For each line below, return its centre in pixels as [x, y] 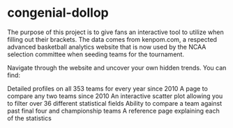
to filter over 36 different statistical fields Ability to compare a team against [114, 103]
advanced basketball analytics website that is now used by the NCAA [107, 47]
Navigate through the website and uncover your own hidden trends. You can [117, 67]
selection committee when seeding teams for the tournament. [96, 54]
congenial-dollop [58, 13]
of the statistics [30, 118]
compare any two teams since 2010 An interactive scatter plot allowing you [115, 96]
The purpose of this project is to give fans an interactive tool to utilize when [116, 32]
